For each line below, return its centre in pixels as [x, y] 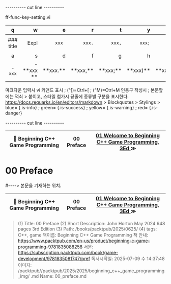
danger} [14, 113]
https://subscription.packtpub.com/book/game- [68, 252]
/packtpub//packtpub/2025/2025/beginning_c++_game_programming [91, 271]
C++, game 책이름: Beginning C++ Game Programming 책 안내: [83, 235]
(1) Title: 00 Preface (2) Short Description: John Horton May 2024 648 [91, 223]
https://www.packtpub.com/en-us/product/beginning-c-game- [84, 241]
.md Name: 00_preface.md [58, 276]
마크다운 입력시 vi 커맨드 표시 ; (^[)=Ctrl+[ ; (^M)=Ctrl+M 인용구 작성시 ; [77, 90]
